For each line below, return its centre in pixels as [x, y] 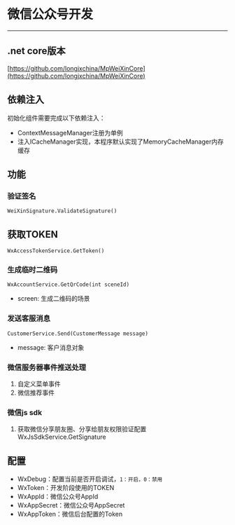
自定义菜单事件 [39, 383]
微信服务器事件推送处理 [47, 367]
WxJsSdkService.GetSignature [62, 437]
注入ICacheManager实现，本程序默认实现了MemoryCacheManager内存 [120, 142]
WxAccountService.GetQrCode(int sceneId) [69, 285]
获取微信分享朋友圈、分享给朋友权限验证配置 [82, 429]
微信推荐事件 [36, 393]
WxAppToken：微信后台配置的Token [70, 514]
